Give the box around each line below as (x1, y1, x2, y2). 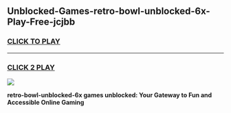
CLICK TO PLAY (7, 37, 60, 47)
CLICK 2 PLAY (7, 62, 55, 72)
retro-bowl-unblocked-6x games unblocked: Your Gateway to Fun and (7, 90, 212, 99)
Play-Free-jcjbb (7, 16, 76, 28)
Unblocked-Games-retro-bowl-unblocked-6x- (7, 5, 211, 17)
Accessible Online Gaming (7, 98, 85, 106)
